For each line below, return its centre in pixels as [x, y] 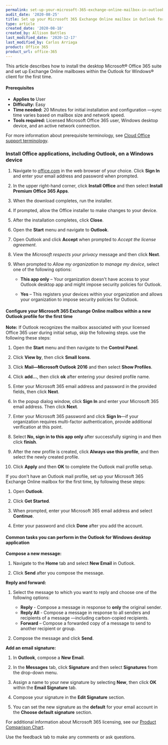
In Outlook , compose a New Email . [49, 657]
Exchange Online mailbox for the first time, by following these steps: [76, 482]
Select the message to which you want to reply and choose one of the [85, 592]
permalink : [17, 10]
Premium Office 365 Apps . [41, 191]
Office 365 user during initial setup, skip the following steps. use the [76, 332]
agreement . [25, 245]
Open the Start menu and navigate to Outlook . [61, 230]
